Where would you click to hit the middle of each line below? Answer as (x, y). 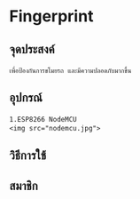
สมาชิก (23, 185)
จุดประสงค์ (32, 49)
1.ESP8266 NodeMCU (43, 119)
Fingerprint (51, 16)
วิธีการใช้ (28, 156)
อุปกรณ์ (26, 98)
